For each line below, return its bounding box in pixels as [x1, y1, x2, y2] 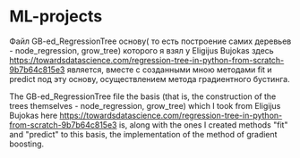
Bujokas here [9, 110, 58, 121]
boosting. [9, 138, 45, 149]
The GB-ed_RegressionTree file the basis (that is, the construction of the [9, 91, 277, 102]
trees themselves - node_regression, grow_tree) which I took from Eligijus [9, 100, 281, 111]
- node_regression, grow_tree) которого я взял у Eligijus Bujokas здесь [9, 45, 275, 55]
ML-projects [9, 6, 103, 27]
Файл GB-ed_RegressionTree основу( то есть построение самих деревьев [9, 36, 292, 46]
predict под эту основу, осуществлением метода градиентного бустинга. [9, 73, 290, 84]
